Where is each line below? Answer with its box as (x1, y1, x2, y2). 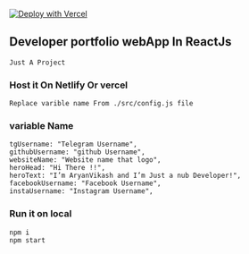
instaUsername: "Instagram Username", (9, 187, 154, 196)
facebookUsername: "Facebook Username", (9, 179, 162, 188)
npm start (9, 235, 46, 245)
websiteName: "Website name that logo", (9, 156, 162, 165)
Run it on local (9, 207, 72, 220)
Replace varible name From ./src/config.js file (9, 99, 194, 108)
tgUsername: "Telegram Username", (9, 140, 138, 149)
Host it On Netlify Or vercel (9, 79, 129, 91)
